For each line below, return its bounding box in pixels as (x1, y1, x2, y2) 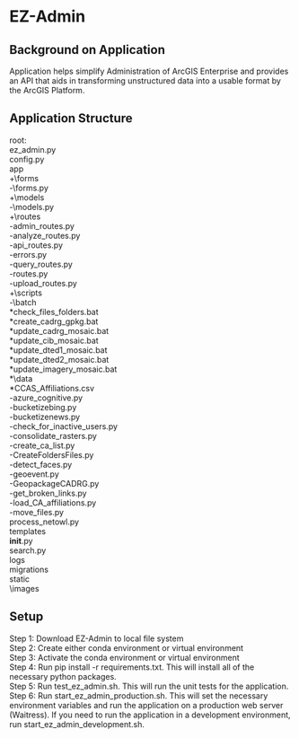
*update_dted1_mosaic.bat (9, 344, 108, 356)
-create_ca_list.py (9, 440, 75, 451)
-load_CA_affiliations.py (9, 496, 97, 508)
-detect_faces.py (9, 459, 73, 470)
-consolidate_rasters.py (9, 430, 97, 441)
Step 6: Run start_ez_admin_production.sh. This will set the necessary (9, 690, 268, 701)
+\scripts (9, 287, 43, 298)
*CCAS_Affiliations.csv (9, 382, 95, 393)
